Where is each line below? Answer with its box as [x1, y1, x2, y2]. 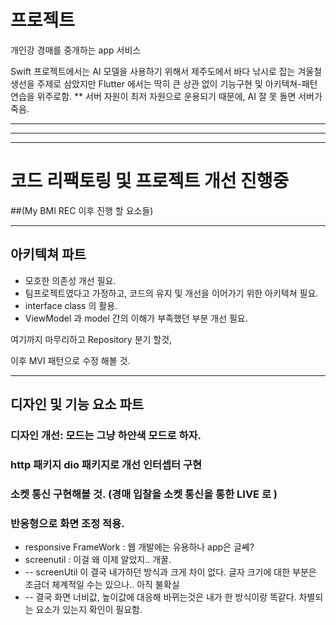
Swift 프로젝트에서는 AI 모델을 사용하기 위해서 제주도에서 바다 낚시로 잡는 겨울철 [10, 65, 323, 77]
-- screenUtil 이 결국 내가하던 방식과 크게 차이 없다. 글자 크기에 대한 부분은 [24, 566, 317, 578]
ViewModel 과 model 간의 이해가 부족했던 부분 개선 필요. [24, 312, 248, 324]
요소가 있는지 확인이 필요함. [35, 604, 143, 616]
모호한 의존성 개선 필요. [24, 274, 117, 286]
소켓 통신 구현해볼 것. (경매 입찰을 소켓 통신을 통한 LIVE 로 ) [10, 487, 278, 501]
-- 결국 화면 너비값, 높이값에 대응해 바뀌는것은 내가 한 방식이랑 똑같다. [24, 591, 297, 603]
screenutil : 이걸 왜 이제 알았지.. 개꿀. [24, 554, 172, 566]
